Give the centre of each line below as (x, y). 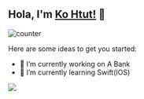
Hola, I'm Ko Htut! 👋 (57, 15)
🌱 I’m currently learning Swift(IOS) (75, 72)
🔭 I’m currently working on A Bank (75, 64)
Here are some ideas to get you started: (73, 49)
